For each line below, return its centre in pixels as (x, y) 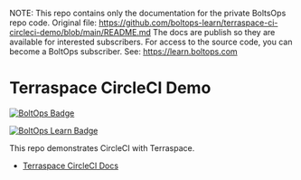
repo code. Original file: (53, 23)
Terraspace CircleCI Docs (71, 166)
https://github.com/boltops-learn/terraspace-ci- (188, 23)
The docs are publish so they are (214, 32)
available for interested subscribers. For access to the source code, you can (151, 42)
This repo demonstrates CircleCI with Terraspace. (102, 147)
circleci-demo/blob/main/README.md (80, 32)
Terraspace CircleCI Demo (110, 88)
